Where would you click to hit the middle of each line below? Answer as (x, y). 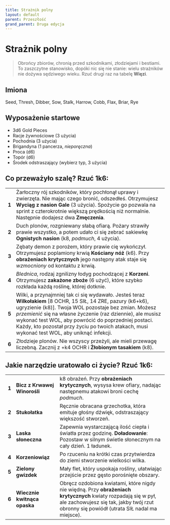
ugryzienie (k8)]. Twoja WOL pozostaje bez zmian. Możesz (86, 307)
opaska (25, 506)
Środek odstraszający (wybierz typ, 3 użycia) (60, 162)
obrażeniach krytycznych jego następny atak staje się (81, 259)
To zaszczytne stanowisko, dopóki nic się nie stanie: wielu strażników (90, 68)
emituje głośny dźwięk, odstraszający (104, 413)
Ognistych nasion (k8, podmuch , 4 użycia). (68, 238)
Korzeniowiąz (33, 458)
